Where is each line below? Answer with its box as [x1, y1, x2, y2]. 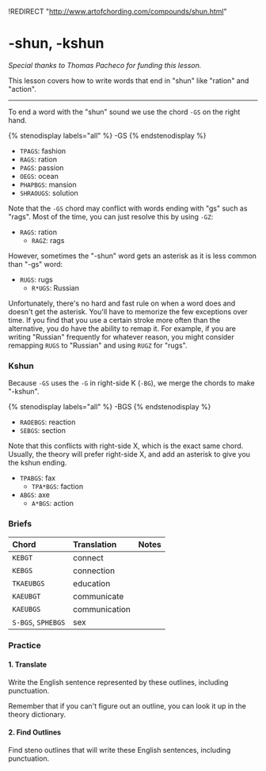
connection [72, 565, 116, 576]
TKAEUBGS [12, 579, 45, 588]
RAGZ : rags [31, 235, 65, 245]
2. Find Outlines [8, 727, 62, 737]
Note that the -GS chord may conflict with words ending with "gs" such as [8, 203, 248, 213]
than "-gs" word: [8, 259, 63, 268]
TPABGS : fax [19, 473, 56, 483]
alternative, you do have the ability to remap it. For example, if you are [8, 324, 236, 333]
